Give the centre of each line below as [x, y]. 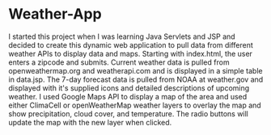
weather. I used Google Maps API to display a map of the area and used [128, 96]
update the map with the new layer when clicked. [90, 122]
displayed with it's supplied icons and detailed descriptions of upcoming [129, 88]
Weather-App [55, 14]
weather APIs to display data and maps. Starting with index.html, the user [131, 53]
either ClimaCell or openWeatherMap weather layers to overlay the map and [135, 105]
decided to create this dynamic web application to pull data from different [131, 44]
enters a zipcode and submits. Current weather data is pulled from [119, 62]
